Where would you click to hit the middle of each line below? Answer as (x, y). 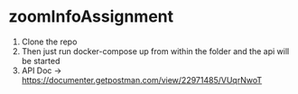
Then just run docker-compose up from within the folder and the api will (155, 51)
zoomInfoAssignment (91, 17)
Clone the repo (49, 42)
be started (41, 61)
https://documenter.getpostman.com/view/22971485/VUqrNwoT (142, 80)
